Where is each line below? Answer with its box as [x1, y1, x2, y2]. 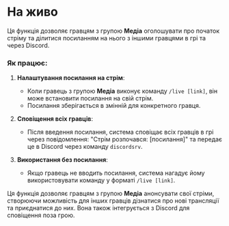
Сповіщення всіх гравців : [16, 115, 94, 123]
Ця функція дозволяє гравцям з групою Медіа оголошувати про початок [7, 27, 220, 35]
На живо [7, 4, 58, 20]
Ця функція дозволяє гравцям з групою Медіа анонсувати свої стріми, [7, 189, 215, 198]
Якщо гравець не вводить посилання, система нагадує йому [27, 169, 205, 178]
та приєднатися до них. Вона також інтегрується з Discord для [7, 204, 190, 212]
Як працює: [7, 58, 48, 68]
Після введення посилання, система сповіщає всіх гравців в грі [27, 128, 214, 137]
